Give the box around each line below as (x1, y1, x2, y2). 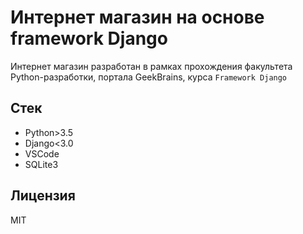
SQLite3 (24, 158, 59, 170)
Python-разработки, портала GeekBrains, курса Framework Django (10, 71, 288, 83)
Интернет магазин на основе (10, 6, 265, 29)
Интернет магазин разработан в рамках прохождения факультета (10, 60, 293, 72)
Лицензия (10, 187, 76, 205)
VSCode (24, 147, 60, 160)
